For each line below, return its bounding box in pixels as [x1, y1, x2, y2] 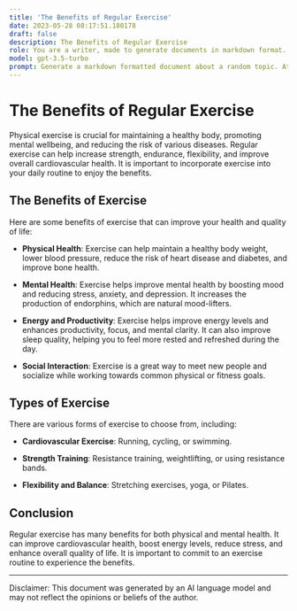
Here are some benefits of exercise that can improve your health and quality [9, 216, 286, 227]
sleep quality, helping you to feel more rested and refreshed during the [21, 334, 280, 344]
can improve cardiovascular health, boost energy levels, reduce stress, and [9, 538, 283, 549]
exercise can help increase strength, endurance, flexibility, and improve [9, 148, 270, 159]
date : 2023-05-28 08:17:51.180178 [9, 21, 137, 30]
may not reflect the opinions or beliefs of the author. [9, 592, 199, 603]
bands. [21, 462, 48, 474]
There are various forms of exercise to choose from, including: [9, 419, 237, 429]
